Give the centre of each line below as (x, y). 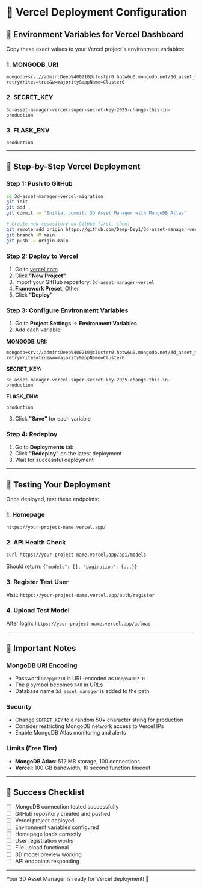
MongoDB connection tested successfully (67, 807)
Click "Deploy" (34, 295)
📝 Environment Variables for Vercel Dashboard (95, 35)
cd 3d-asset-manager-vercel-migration (55, 196)
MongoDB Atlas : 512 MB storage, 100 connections (77, 761)
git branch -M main (31, 235)
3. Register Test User (38, 582)
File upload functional (42, 847)
